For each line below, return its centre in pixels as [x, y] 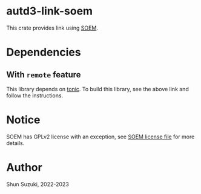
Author [24, 168]
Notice [23, 120]
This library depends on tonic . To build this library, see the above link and [97, 89]
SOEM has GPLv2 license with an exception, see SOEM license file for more [100, 137]
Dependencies [44, 52]
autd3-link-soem [49, 11]
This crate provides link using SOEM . [52, 28]
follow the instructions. [35, 95]
